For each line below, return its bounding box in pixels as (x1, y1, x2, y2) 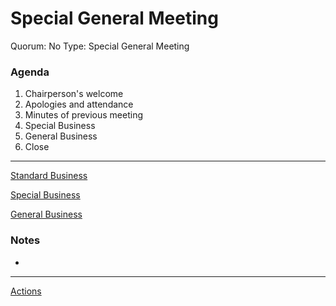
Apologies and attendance (24, 98, 134, 111)
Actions (10, 285, 42, 297)
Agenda (10, 65, 50, 79)
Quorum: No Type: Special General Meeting (10, 40, 190, 52)
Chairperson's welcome (24, 88, 124, 100)
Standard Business (10, 170, 88, 182)
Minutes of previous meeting (24, 109, 144, 121)
